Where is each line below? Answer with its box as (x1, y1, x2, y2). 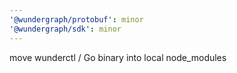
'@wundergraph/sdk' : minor (9, 24, 122, 34)
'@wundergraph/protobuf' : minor (9, 14, 144, 25)
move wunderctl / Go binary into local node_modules (9, 51, 227, 63)
